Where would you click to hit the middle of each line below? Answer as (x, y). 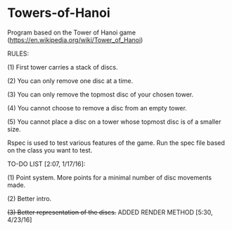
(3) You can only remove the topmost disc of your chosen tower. (101, 94)
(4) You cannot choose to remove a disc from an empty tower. (97, 108)
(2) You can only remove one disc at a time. (70, 81)
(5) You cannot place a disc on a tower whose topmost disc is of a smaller (114, 122)
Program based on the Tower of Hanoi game (71, 32)
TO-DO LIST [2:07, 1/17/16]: (46, 164)
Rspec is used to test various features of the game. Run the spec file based (116, 143)
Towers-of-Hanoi (59, 13)
